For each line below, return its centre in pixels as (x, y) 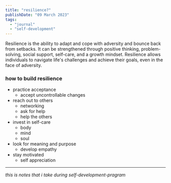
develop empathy (38, 149)
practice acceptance (34, 89)
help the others (36, 117)
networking (32, 106)
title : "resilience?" (28, 10)
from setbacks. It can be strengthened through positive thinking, (73, 49)
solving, (13, 55)
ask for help (33, 111)
